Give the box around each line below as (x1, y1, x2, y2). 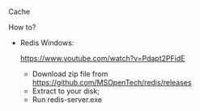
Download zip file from (32, 69, 109, 79)
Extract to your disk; (32, 86, 100, 96)
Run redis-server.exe (32, 95, 103, 104)
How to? (8, 23, 36, 31)
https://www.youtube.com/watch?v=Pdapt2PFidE (19, 54, 185, 63)
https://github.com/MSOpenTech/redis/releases (32, 78, 192, 87)
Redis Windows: (19, 38, 74, 47)
